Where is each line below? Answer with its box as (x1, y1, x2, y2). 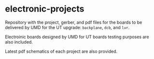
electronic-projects (5, 3, 84, 15)
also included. (5, 39, 33, 44)
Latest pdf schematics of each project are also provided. (5, 48, 118, 54)
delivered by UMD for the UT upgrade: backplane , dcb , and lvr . (5, 24, 130, 30)
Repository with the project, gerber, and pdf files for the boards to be (5, 19, 142, 25)
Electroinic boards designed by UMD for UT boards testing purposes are (5, 34, 149, 40)
